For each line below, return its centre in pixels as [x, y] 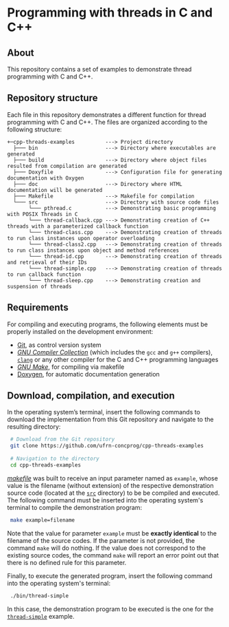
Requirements [38, 308]
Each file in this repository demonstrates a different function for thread [107, 114]
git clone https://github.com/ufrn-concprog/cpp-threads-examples [107, 446]
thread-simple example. [41, 616]
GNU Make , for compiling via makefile [71, 367]
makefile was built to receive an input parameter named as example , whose [112, 478]
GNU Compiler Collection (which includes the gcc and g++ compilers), [115, 352]
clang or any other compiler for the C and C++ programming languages [118, 359]
